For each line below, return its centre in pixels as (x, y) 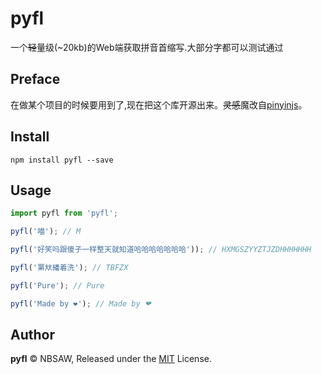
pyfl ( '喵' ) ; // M (46, 232)
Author (32, 335)
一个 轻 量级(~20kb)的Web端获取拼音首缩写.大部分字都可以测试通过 (147, 47)
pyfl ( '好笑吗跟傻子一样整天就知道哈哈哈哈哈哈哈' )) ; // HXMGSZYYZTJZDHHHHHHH (161, 250)
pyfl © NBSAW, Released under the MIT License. (111, 359)
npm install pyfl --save (62, 160)
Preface (35, 79)
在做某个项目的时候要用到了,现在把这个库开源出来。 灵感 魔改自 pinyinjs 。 (159, 104)
